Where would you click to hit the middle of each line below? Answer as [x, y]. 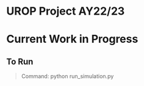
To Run [20, 61]
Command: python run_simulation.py [67, 76]
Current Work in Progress [72, 39]
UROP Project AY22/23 [66, 11]
